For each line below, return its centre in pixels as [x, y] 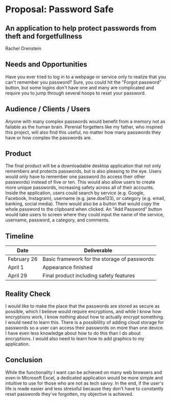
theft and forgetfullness [44, 36]
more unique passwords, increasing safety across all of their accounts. [80, 188]
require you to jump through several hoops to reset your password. [76, 93]
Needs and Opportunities [46, 65]
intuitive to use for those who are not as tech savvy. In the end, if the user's [84, 383]
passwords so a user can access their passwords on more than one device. [85, 328]
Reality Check [28, 294]
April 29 [17, 275]
